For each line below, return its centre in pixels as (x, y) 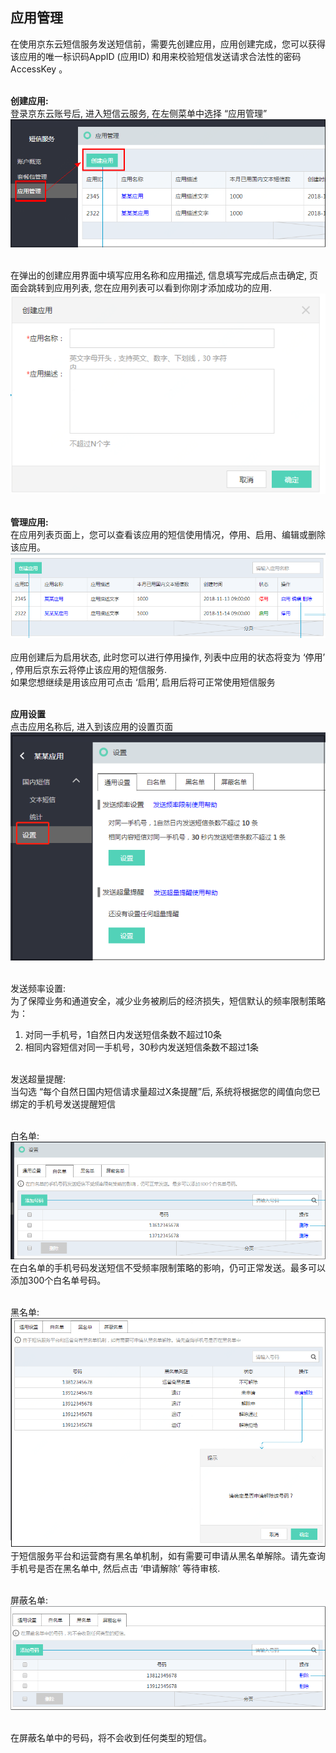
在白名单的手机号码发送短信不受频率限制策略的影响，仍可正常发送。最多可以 (168, 1268)
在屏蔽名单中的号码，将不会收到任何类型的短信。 (111, 1737)
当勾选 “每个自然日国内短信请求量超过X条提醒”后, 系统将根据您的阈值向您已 (165, 1091)
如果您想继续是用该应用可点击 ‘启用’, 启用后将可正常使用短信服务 (143, 682)
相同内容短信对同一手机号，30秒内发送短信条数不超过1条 (141, 1047)
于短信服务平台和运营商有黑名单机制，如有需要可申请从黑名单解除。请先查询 (168, 1555)
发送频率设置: (38, 988)
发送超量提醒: (38, 1079)
